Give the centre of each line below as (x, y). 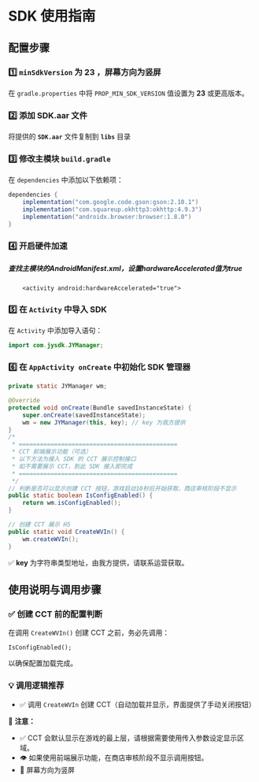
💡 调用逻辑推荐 (36, 686)
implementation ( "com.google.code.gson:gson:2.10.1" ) (111, 202)
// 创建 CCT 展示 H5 (39, 524)
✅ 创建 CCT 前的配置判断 (55, 613)
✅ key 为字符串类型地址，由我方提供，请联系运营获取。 (98, 562)
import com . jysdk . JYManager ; (56, 346)
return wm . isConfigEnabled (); (72, 503)
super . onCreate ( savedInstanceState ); (84, 415)
